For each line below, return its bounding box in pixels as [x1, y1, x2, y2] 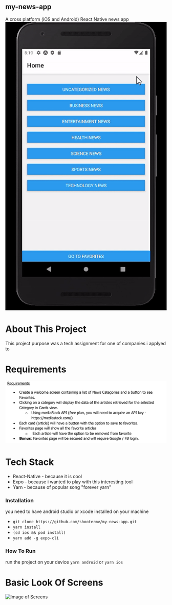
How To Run [5, 547, 36, 554]
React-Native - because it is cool [12, 473, 82, 479]
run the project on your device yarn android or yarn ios [5, 559, 123, 565]
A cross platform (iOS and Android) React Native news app [5, 16, 129, 22]
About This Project [5, 323, 87, 335]
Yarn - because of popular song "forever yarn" [12, 484, 112, 490]
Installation [5, 497, 34, 504]
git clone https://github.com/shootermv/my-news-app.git [12, 519, 137, 524]
